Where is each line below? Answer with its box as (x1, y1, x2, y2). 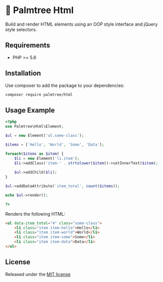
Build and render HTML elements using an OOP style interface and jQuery (5, 21, 158, 27)
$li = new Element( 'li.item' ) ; (14, 156, 80, 161)
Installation (5, 69, 41, 77)
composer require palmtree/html (5, 92, 73, 97)
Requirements (5, 41, 50, 50)
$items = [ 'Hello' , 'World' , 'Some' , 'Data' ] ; (5, 142, 104, 147)
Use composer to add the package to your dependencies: (5, 82, 124, 88)
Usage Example (5, 106, 55, 115)
